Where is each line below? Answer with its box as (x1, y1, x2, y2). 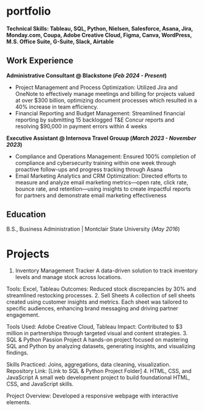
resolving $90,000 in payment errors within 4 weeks (15, 122, 148, 129)
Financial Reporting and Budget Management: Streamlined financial (15, 109, 185, 117)
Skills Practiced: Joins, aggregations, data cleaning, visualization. (6, 361, 171, 368)
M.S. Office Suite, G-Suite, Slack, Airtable (6, 38, 114, 45)
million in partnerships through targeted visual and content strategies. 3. (6, 330, 188, 337)
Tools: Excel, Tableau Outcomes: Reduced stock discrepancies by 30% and (6, 285, 197, 293)
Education (6, 209, 46, 219)
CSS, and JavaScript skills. (6, 380, 74, 388)
